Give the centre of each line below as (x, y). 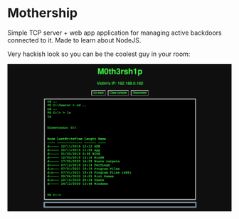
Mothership (43, 13)
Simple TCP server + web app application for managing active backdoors (115, 33)
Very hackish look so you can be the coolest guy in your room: (99, 54)
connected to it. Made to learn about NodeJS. (74, 40)
